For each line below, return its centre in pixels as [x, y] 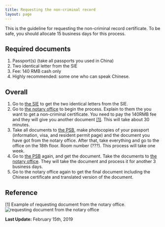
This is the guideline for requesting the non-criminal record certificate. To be [83, 28]
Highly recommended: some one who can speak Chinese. [71, 76]
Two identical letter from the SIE [45, 66]
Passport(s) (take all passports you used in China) [63, 61]
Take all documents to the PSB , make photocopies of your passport [81, 130]
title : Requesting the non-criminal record [50, 10]
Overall [16, 92]
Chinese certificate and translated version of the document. [73, 177]
